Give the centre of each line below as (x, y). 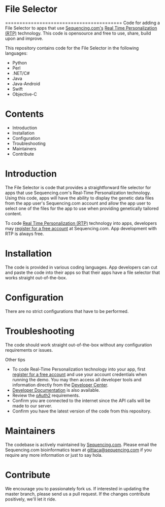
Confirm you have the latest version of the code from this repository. (82, 411)
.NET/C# (21, 73)
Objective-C (25, 94)
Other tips (15, 359)
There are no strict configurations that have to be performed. (67, 311)
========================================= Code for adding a (82, 23)
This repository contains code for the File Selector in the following (72, 48)
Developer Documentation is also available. (56, 390)
